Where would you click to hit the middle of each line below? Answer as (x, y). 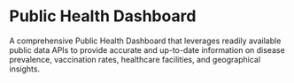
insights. (25, 69)
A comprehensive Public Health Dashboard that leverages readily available (145, 41)
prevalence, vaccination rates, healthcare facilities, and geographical (135, 59)
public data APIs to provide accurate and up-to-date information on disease (147, 49)
